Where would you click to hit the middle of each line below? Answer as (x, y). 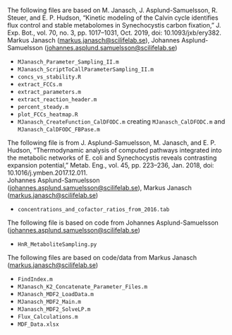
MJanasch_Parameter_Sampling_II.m (68, 62)
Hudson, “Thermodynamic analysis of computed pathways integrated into (115, 150)
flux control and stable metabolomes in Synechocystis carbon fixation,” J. (114, 25)
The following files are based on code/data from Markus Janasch (102, 258)
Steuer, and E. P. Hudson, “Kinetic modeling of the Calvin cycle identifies (113, 18)
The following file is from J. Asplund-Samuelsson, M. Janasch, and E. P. (112, 143)
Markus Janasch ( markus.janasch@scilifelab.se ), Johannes (94, 40)
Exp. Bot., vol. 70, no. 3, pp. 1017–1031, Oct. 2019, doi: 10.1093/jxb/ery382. (115, 33)
